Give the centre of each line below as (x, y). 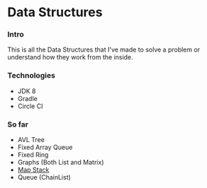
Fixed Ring (33, 155)
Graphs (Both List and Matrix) (61, 163)
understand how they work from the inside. (70, 57)
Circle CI (30, 106)
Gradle (27, 98)
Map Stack (33, 170)
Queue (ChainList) (44, 177)
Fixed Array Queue (45, 147)
